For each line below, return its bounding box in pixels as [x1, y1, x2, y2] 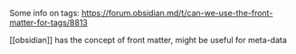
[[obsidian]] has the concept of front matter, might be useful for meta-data [9, 35, 287, 45]
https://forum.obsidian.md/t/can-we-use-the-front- [81, 8, 273, 18]
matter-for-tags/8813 [9, 17, 88, 28]
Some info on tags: [9, 8, 80, 18]
